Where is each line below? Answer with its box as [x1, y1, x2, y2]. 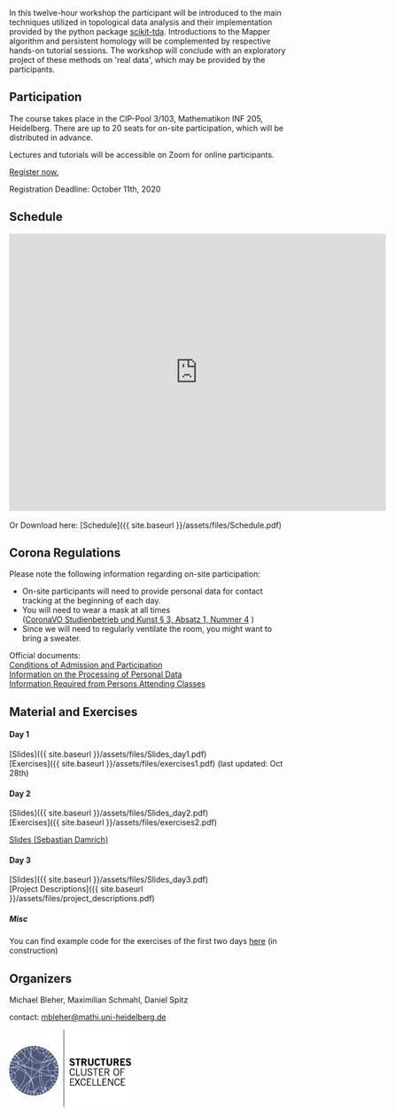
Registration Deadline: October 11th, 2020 [9, 184, 161, 194]
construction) [9, 945, 58, 956]
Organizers [9, 971, 73, 986]
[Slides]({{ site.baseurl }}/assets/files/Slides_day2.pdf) [9, 807, 209, 819]
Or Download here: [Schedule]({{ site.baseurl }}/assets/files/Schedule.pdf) [9, 519, 282, 531]
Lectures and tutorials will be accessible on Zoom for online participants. [9, 149, 275, 160]
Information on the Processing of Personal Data [9, 669, 182, 680]
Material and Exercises [9, 704, 138, 720]
